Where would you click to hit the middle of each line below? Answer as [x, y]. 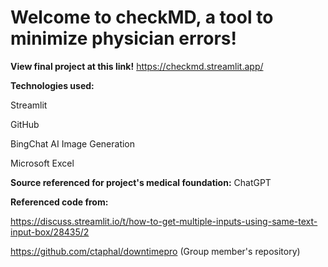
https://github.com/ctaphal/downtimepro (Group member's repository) [155, 251]
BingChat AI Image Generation [73, 143]
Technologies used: [52, 85]
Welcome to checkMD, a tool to [142, 17]
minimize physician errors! [123, 38]
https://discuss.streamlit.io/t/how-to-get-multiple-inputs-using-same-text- [164, 221]
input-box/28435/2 [50, 232]
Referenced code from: [59, 202]
